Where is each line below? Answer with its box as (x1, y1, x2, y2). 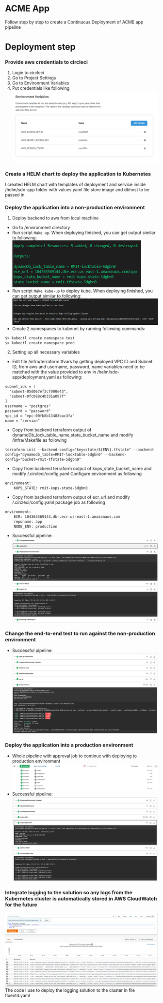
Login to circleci (12, 70, 45, 76)
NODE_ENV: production (14, 524, 57, 529)
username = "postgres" (5, 403, 51, 409)
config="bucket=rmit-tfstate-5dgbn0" (5, 457, 81, 462)
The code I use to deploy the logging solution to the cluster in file (5, 987, 135, 993)
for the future (5, 902, 37, 908)
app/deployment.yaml (12, 374, 56, 380)
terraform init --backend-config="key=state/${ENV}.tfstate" (5, 447, 131, 452)
